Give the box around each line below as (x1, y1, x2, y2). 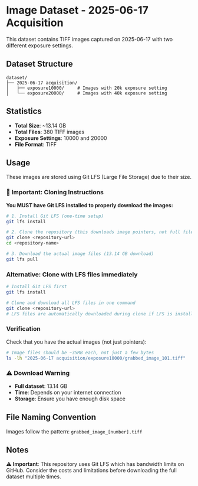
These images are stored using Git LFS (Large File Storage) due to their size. (6, 174, 192, 181)
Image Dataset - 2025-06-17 (6, 4, 148, 17)
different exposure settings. (6, 42, 74, 49)
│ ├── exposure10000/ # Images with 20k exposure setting (6, 85, 167, 91)
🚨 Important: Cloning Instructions (6, 188, 104, 197)
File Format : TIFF (14, 141, 57, 148)
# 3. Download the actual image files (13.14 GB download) (6, 251, 154, 257)
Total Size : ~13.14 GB (14, 122, 67, 129)
